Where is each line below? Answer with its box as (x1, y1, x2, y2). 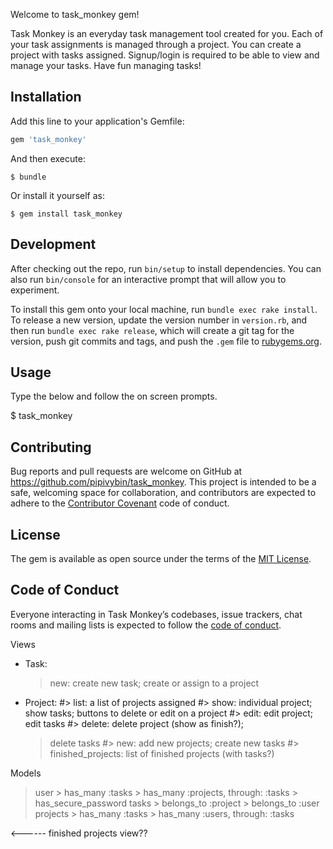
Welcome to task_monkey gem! (10, 9, 140, 20)
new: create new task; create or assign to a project (49, 677, 260, 689)
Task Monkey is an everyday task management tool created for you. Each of (10, 28, 324, 39)
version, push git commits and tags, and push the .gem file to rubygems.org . (10, 335, 323, 347)
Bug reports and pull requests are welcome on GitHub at (10, 465, 243, 478)
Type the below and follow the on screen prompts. (10, 390, 218, 403)
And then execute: (10, 152, 86, 164)
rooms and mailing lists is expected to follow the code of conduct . (10, 619, 282, 631)
